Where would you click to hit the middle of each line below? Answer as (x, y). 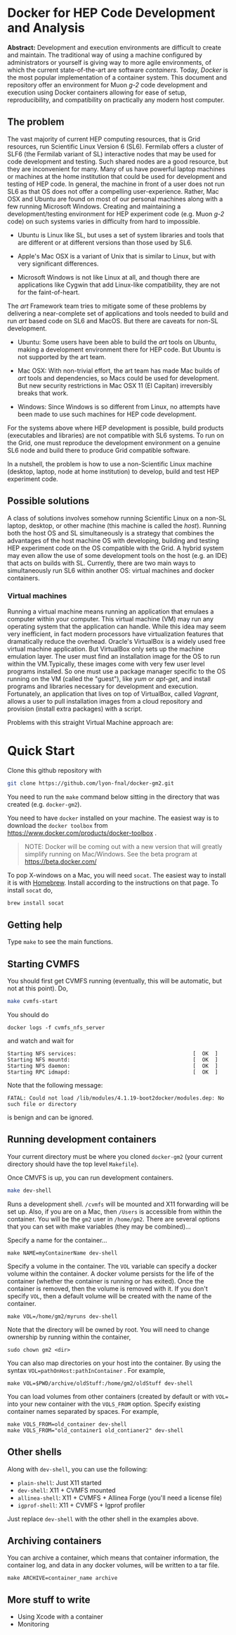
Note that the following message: (55, 1086)
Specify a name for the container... (57, 1240)
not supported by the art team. (62, 356)
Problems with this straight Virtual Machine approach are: (91, 722)
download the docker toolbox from (58, 825)
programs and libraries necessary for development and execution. (103, 686)
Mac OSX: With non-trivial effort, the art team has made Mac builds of (118, 371)
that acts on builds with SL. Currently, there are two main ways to (101, 563)
